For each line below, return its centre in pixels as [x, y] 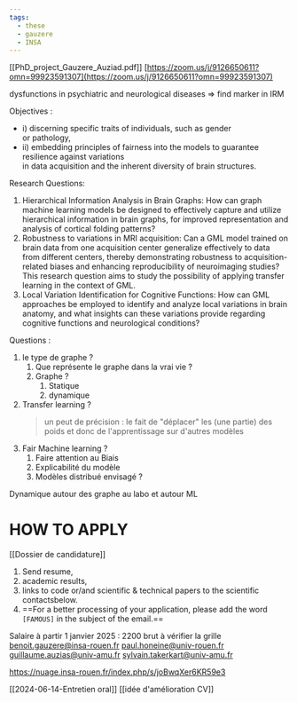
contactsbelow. [50, 600]
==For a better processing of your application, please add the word [145, 610]
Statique [64, 386]
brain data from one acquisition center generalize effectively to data [146, 248]
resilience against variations [73, 157]
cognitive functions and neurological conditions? [111, 323]
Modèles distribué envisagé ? [89, 477]
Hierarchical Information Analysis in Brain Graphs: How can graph [142, 201]
